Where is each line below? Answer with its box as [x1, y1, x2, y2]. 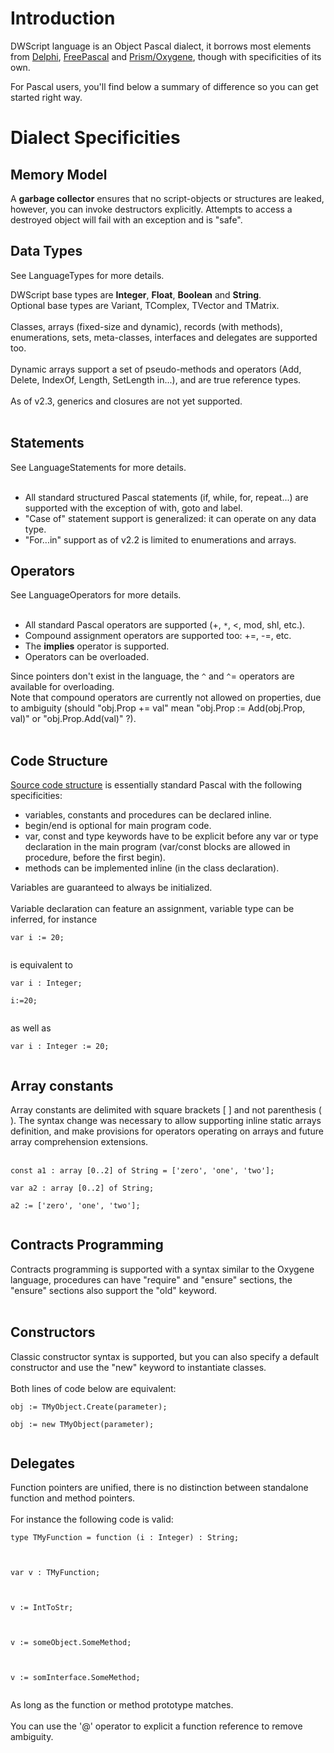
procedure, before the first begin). [24, 852, 166, 864]
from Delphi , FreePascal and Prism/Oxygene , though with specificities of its [10, 50, 322, 62]
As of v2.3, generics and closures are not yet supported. [10, 395, 243, 407]
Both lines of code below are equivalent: [10, 1382, 177, 1394]
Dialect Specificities [10, 127, 181, 149]
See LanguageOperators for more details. [10, 589, 182, 601]
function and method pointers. [10, 1492, 136, 1504]
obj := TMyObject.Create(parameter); [10, 1402, 168, 1412]
